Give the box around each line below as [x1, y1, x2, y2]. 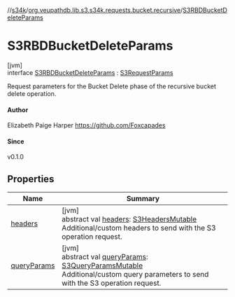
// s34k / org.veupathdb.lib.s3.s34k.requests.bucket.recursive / [7, 6, 183, 14]
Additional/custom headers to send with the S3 [62, 223, 216, 233]
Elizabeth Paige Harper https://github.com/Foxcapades [7, 121, 166, 130]
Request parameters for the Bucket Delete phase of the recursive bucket [7, 82, 217, 90]
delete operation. [7, 89, 57, 97]
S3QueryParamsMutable [62, 261, 143, 270]
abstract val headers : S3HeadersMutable [62, 214, 197, 224]
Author [7, 105, 29, 114]
